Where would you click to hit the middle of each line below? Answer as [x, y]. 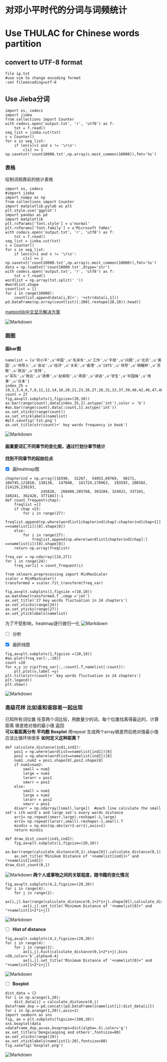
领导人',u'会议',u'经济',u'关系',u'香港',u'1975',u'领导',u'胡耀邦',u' [87, 366]
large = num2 [37, 795]
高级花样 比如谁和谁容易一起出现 [44, 708]
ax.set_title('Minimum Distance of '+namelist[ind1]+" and [77, 856]
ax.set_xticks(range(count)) [35, 412]
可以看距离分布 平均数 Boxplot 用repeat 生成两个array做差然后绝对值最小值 [82, 732]
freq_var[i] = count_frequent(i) [49, 566]
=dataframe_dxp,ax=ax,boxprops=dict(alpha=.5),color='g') [66, 1028]
